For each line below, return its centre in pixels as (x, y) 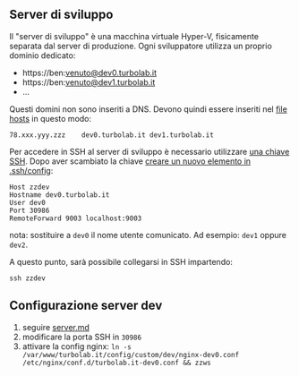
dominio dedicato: (43, 55)
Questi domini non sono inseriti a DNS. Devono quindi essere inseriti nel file (149, 109)
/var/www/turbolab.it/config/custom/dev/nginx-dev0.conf (131, 355)
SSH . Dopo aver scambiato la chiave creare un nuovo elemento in (130, 161)
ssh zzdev (28, 278)
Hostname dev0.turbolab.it (60, 195)
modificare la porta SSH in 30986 (81, 337)
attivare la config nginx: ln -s (77, 346)
